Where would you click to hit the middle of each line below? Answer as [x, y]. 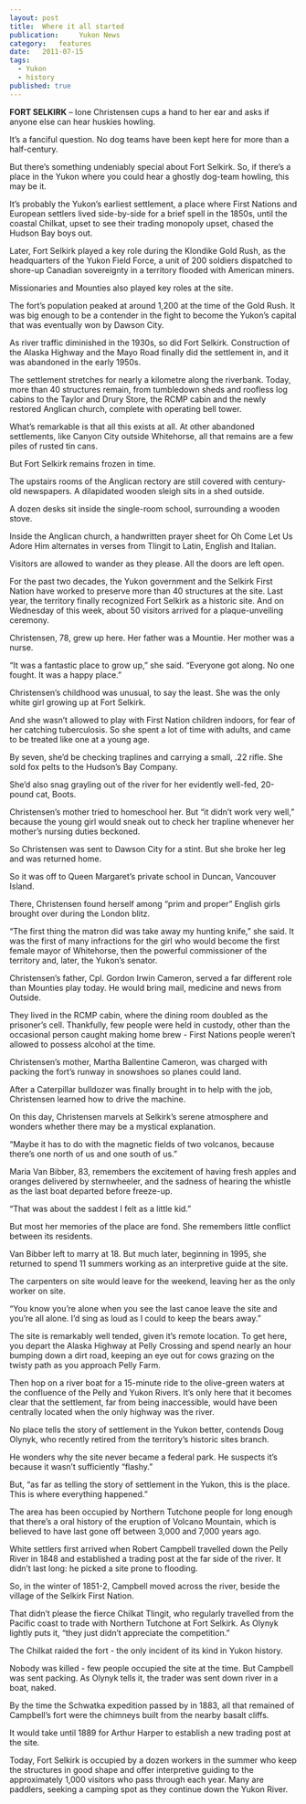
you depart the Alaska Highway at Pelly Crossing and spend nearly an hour [151, 1345]
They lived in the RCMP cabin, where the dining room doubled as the [139, 1015]
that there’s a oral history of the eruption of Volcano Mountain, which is [143, 1521]
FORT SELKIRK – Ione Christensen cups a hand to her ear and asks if [139, 111]
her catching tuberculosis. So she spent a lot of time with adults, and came [150, 729]
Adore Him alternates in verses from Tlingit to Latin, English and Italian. [143, 545]
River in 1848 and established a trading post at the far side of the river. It [145, 1558]
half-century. [34, 149]
